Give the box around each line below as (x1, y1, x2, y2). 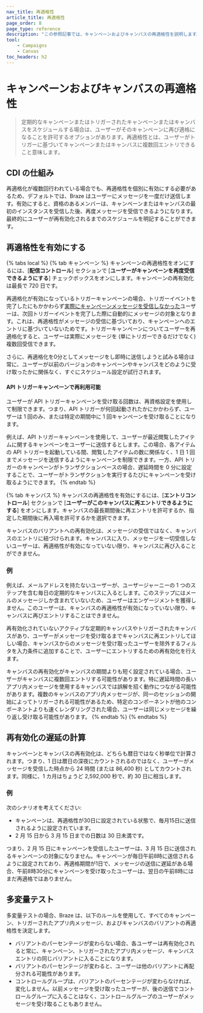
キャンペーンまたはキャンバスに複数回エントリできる (63, 140, 196, 148)
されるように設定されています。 (14, 824, 94, 831)
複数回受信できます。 (6, 340, 59, 348)
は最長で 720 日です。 (6, 282, 61, 289)
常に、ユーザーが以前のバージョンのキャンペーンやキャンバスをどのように (6, 361, 192, 368)
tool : (6, 37, 20, 43)
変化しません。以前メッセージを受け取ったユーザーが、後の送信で (14, 985, 179, 992)
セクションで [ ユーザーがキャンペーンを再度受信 (75, 267, 195, 274)
